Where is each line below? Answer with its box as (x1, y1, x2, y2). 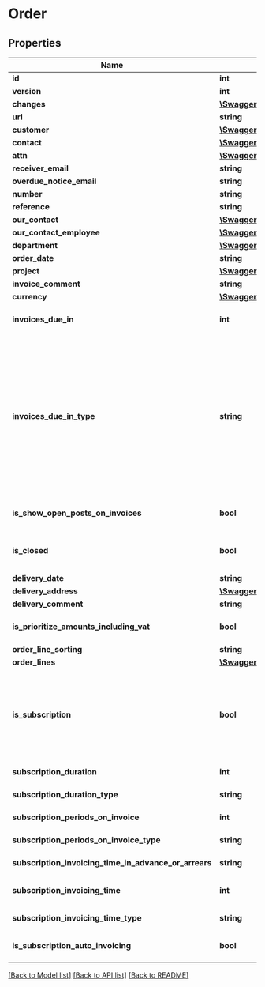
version (12, 86, 42, 96)
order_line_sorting (12, 644, 83, 654)
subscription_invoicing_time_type (12, 913, 142, 923)
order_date (12, 253, 54, 263)
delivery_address (12, 586, 78, 597)
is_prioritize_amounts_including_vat (12, 621, 151, 632)
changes (12, 99, 46, 109)
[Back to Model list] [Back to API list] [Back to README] (8, 970, 189, 980)
